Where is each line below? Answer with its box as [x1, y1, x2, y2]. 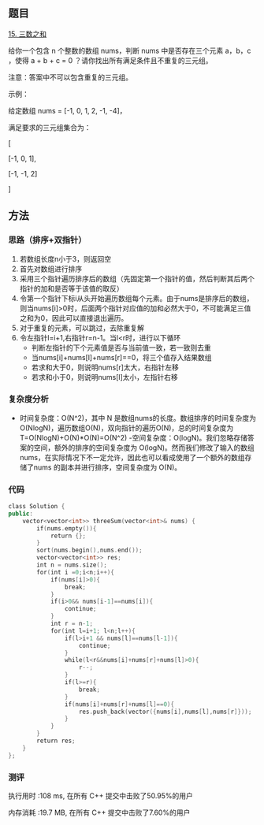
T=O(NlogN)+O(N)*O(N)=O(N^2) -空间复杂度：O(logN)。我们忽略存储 [19, 433, 248, 442]
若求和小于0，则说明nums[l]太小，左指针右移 [31, 372, 179, 381]
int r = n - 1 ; [50, 620, 93, 628]
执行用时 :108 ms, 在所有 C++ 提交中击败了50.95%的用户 [8, 791, 193, 801]
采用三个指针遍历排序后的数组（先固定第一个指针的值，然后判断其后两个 [19, 273, 255, 283]
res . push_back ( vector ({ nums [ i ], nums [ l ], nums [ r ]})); [78, 708, 252, 715]
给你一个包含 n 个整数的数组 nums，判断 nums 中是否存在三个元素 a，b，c [8, 46, 251, 55]
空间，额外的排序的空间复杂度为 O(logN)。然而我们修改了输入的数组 [33, 443, 255, 452]
